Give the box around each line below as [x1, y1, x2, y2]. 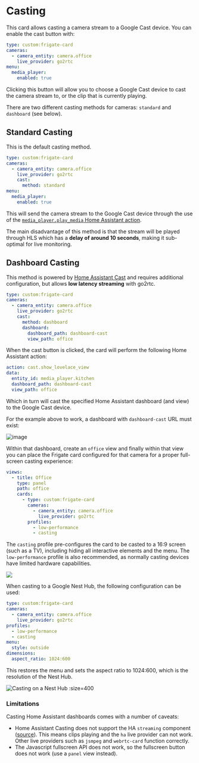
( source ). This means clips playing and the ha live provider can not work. [14, 731, 193, 738]
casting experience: [24, 458, 73, 465]
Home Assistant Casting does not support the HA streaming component [14, 725, 191, 732]
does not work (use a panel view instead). [14, 750, 118, 757]
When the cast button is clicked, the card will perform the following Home [6, 347, 187, 354]
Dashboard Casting [6, 258, 80, 268]
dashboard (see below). [6, 110, 63, 118]
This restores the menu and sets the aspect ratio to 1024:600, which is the [6, 666, 189, 674]
